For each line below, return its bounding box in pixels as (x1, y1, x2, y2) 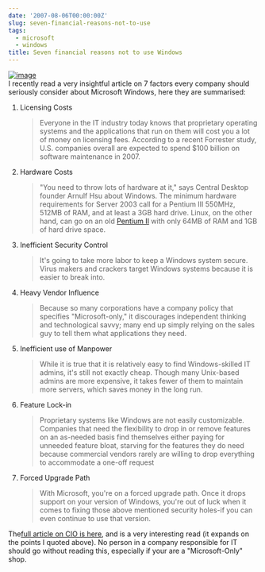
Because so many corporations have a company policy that (39, 303, 234, 312)
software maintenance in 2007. (39, 152, 140, 161)
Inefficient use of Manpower (19, 344, 113, 354)
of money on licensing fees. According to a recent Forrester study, (39, 135, 257, 144)
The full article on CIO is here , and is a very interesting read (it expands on (8, 529, 250, 539)
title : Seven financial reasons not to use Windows (8, 48, 182, 56)
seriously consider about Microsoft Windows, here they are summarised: (8, 87, 246, 96)
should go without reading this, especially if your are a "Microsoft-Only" (8, 546, 244, 555)
